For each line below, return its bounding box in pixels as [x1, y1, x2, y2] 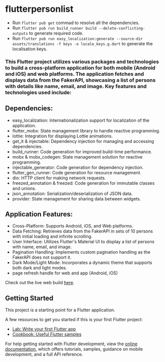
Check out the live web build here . [5, 280, 75, 286]
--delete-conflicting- [98, 26, 145, 31]
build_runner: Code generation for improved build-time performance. [12, 149, 153, 155]
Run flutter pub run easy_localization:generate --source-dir [12, 35, 143, 41]
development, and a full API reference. [5, 351, 83, 358]
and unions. [12, 185, 36, 191]
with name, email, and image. [12, 244, 72, 250]
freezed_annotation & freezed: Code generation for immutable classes [12, 180, 155, 186]
